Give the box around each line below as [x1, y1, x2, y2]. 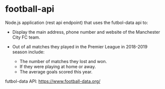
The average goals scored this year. [19, 68, 93, 74]
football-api [5, 3, 55, 15]
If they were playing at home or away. [19, 64, 96, 69]
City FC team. [12, 34, 40, 40]
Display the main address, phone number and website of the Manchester [12, 29, 160, 35]
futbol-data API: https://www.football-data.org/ [5, 78, 100, 84]
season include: [12, 49, 45, 55]
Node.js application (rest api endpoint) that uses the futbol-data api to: [5, 20, 148, 25]
